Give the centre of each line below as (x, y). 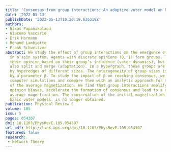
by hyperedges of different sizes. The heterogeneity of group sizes (85, 71)
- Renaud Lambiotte (26, 43)
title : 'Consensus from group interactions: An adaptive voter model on (84, 10)
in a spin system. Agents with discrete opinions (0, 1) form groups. (86, 57)
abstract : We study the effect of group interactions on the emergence (83, 52)
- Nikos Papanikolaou (28, 29)
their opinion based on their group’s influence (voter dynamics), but (88, 62)
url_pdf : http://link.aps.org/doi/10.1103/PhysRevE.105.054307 (74, 128)
